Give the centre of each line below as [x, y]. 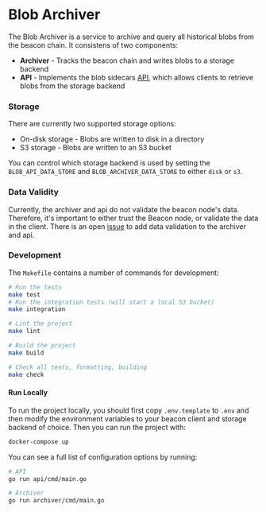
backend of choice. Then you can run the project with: [97, 427]
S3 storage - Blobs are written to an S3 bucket [96, 148]
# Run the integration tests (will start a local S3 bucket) [112, 302]
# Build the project [42, 346]
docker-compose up [39, 442]
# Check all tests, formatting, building [78, 367]
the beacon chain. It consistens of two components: [93, 45]
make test [25, 295]
